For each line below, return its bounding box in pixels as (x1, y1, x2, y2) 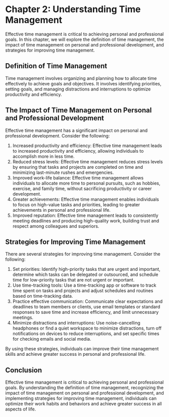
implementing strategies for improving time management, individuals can (5, 395, 157, 401)
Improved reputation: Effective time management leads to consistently (12, 212, 159, 218)
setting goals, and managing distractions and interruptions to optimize (5, 86, 151, 92)
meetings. (12, 314, 34, 320)
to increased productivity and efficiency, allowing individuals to (12, 148, 144, 154)
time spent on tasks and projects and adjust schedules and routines (12, 288, 153, 294)
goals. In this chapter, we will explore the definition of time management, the (5, 36, 164, 42)
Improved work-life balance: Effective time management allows (12, 174, 144, 180)
